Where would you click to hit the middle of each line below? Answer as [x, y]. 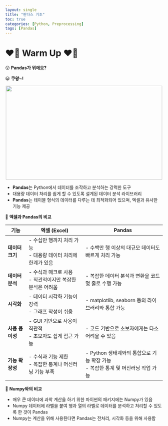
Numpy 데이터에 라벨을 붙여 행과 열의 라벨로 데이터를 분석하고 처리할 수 [82, 406]
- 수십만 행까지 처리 [51, 240]
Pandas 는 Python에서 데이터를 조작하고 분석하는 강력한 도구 [72, 187]
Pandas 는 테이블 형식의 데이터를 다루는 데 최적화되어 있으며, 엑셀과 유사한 [85, 200]
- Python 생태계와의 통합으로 [118, 353]
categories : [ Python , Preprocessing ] [44, 24]
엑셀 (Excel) [55, 231]
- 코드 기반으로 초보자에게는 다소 [122, 329]
